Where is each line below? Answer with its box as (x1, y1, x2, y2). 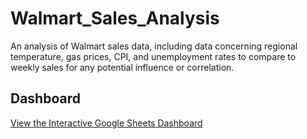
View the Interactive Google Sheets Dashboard (10, 117, 203, 129)
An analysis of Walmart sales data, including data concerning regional (10, 40, 298, 52)
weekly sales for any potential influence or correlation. (10, 61, 235, 73)
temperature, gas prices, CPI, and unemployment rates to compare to (10, 50, 297, 62)
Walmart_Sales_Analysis (10, 7, 220, 30)
